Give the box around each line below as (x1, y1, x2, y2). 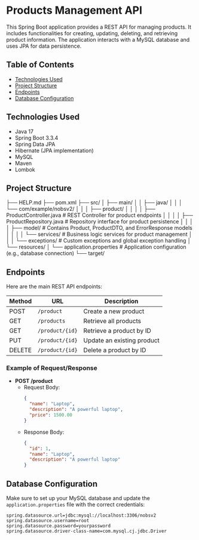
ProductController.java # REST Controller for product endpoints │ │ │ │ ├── (6, 211, 193, 219)
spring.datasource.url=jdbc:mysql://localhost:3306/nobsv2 (6, 513, 157, 518)
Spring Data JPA (14, 140, 56, 148)
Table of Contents (6, 60, 75, 70)
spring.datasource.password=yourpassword (6, 523, 111, 529)
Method (9, 297, 32, 305)
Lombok (14, 165, 36, 173)
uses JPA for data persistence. (6, 42, 82, 50)
